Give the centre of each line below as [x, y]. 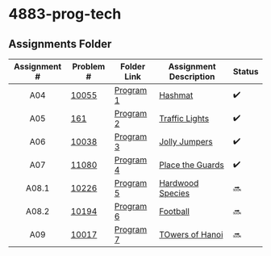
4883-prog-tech [65, 14]
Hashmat [176, 95]
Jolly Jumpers [186, 142]
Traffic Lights [184, 118]
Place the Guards [191, 165]
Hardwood [179, 183]
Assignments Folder [60, 44]
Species [174, 193]
